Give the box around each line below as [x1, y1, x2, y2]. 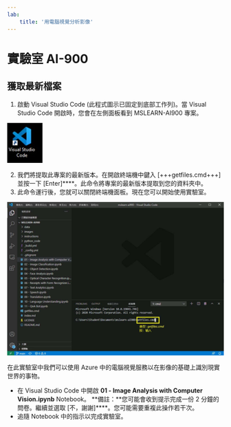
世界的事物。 [7, 371, 43, 380]
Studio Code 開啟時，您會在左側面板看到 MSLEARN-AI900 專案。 [16, 109, 203, 117]
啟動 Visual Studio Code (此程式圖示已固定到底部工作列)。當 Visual [16, 100, 207, 108]
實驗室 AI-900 [7, 51, 89, 67]
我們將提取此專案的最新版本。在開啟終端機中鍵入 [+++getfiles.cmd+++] [16, 171, 221, 179]
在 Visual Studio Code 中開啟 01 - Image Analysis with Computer [16, 386, 203, 395]
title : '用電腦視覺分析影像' [19, 18, 94, 25]
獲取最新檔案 [7, 80, 62, 92]
